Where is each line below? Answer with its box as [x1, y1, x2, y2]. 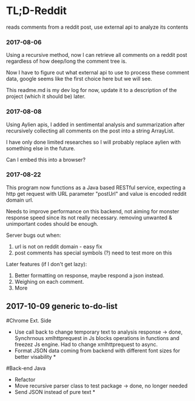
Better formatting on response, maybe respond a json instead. [14, 271, 165, 279]
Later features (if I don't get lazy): [6, 260, 87, 267]
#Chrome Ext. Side [6, 317, 52, 324]
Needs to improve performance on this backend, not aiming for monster [6, 208, 180, 215]
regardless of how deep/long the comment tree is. [6, 57, 127, 65]
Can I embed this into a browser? [6, 156, 86, 163]
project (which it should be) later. [6, 93, 86, 100]
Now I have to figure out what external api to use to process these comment [6, 69, 189, 76]
